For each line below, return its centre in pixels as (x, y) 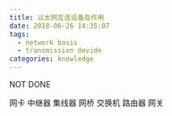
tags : (19, 34)
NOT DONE (30, 84)
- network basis (47, 42)
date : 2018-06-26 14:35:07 (60, 26)
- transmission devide (60, 51)
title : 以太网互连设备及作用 (57, 17)
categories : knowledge (52, 59)
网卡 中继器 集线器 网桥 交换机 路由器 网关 (86, 103)
